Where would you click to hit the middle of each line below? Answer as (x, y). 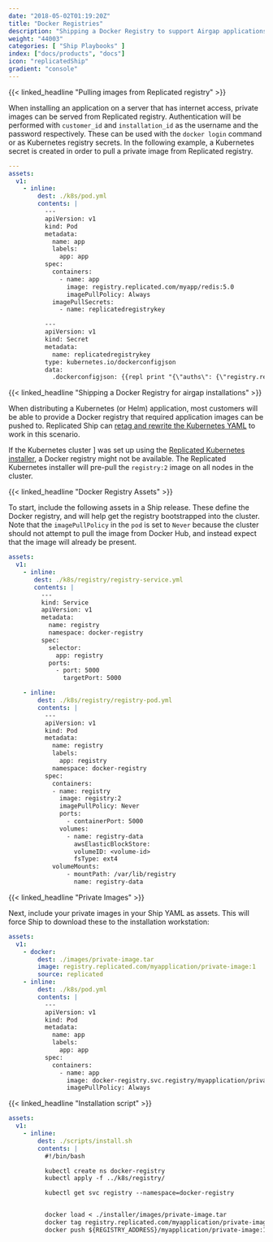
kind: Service (65, 603)
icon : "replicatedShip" (49, 62)
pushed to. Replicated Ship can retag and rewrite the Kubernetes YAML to (132, 426)
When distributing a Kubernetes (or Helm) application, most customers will (133, 408)
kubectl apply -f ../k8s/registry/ (104, 1179)
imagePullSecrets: (83, 302)
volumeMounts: (76, 867)
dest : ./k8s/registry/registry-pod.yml (105, 700)
